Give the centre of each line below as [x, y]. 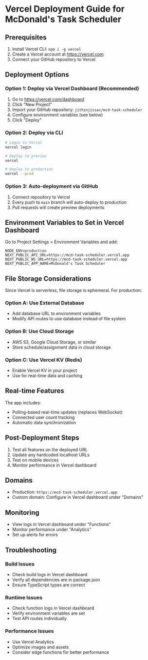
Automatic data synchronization [44, 422]
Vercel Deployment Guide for [65, 9]
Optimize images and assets [40, 647]
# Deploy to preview [26, 156]
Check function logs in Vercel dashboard [53, 608]
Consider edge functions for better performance [61, 652]
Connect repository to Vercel [41, 197]
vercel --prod [19, 174]
